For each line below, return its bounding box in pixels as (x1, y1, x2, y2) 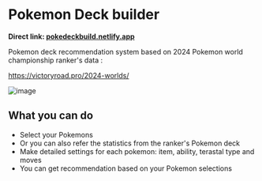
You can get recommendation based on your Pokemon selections (19, 164, 233, 173)
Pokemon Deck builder (8, 6, 160, 24)
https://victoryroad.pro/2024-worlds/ (8, 70, 129, 80)
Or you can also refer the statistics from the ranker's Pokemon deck (19, 138, 241, 148)
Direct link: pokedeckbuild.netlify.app (8, 32, 136, 41)
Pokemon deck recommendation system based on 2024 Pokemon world (8, 47, 243, 56)
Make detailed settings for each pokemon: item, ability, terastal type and (19, 146, 255, 156)
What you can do (8, 109, 93, 123)
